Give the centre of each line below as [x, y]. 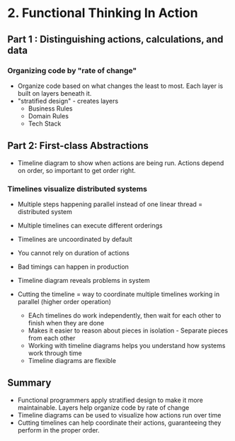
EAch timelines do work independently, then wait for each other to [125, 315]
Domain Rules [48, 116]
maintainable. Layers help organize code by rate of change [103, 407]
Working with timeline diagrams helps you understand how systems [127, 345]
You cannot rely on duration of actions [73, 252]
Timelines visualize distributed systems [77, 189]
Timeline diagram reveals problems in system [84, 280]
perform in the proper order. [58, 430]
